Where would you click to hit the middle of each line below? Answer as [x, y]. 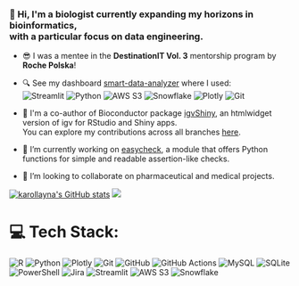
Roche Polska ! [49, 65]
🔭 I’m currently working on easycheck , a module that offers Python [145, 150]
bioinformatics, [43, 25]
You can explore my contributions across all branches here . [131, 132]
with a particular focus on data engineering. [106, 37]
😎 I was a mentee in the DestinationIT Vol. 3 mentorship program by [149, 56]
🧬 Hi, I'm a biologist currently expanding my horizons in [132, 14]
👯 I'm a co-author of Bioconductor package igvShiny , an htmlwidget [147, 113]
